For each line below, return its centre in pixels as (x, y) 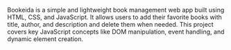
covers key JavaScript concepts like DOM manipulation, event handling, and (116, 32)
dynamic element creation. (45, 39)
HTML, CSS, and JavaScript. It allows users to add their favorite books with (114, 17)
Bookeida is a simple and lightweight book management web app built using (116, 10)
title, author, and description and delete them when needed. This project (110, 24)
